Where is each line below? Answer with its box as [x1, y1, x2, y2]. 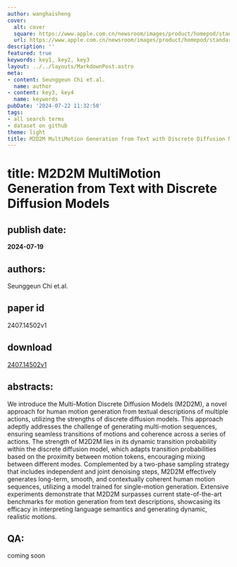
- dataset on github [7, 122, 68, 129]
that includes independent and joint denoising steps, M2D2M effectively [7, 467, 217, 476]
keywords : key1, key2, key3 [7, 57, 90, 64]
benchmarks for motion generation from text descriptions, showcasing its [7, 497, 221, 505]
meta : [7, 69, 23, 76]
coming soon [7, 551, 46, 560]
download [7, 341, 52, 353]
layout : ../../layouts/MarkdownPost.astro [7, 63, 134, 70]
